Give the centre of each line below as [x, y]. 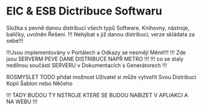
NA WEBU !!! [22, 102]
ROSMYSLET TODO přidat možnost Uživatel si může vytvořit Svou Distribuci [101, 77]
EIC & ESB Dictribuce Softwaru [84, 11]
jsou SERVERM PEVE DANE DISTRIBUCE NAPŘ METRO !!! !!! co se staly [95, 59]
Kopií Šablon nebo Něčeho [39, 83]
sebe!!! [15, 40]
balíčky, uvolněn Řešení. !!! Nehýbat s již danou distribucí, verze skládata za [101, 34]
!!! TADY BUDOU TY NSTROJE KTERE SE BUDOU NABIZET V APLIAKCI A [97, 95]
